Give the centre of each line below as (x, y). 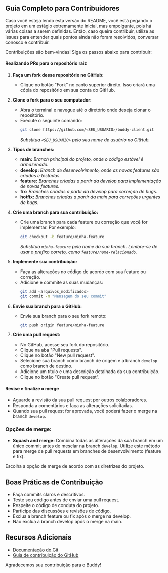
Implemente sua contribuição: (45, 261)
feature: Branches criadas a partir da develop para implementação (91, 181)
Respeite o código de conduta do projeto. (56, 505)
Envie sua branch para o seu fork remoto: (63, 316)
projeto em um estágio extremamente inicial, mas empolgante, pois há (78, 26)
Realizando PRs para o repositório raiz (46, 63)
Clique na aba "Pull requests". (51, 350)
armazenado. (34, 164)
